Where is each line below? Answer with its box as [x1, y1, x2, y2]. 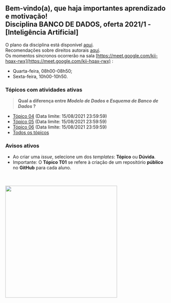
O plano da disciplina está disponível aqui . [5, 41, 94, 48]
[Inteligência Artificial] [5, 28, 79, 37]
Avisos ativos [5, 142, 40, 149]
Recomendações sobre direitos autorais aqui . [5, 47, 101, 53]
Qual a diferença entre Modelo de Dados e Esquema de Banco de [17, 98, 159, 104]
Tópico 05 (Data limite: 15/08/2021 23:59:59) [12, 119, 107, 125]
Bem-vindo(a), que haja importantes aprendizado [5, 4, 166, 13]
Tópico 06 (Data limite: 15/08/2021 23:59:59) [12, 124, 107, 130]
